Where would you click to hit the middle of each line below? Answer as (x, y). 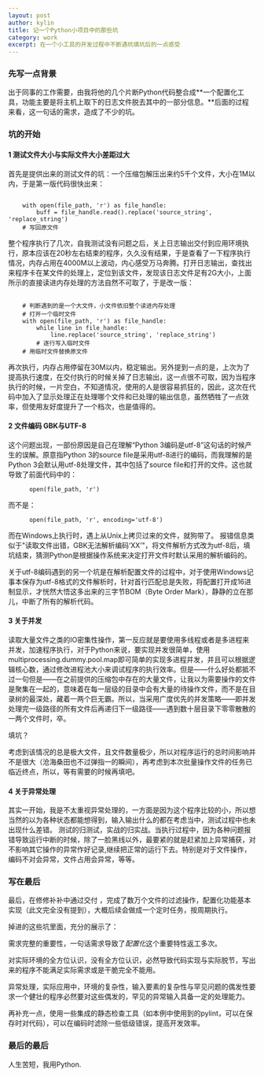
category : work (33, 37)
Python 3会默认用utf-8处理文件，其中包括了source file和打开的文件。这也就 (130, 464)
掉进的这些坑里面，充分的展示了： (63, 927)
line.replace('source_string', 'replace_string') (133, 335)
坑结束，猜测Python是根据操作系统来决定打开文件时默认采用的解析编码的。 (130, 555)
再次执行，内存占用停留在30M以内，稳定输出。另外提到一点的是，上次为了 (129, 367)
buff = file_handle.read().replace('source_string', (125, 212)
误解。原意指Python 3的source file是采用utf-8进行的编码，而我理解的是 (137, 454)
